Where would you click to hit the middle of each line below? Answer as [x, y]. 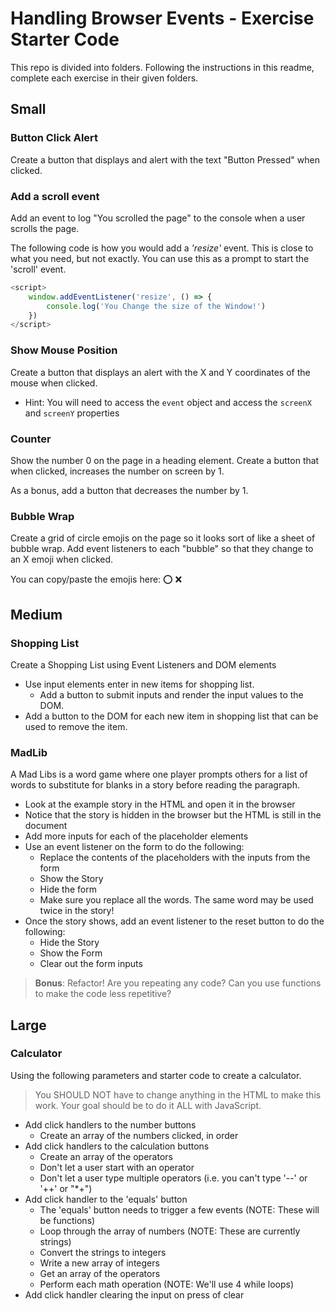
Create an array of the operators [106, 1156]
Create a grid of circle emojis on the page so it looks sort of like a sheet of [163, 538]
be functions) [67, 1220]
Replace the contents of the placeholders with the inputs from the [175, 858]
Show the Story [71, 879]
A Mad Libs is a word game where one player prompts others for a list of [159, 774]
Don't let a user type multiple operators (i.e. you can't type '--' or [173, 1178]
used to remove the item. [76, 726]
